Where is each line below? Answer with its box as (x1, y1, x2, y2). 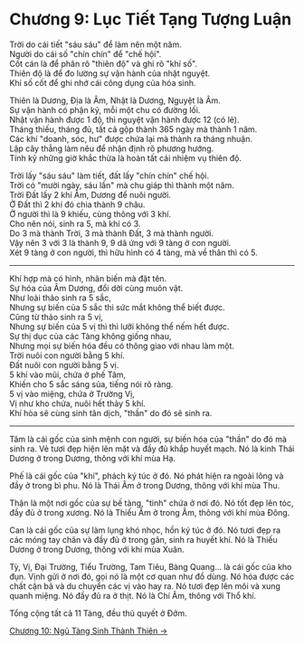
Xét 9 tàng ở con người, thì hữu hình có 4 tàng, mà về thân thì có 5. (9, 247, 258, 258)
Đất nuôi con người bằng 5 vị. (9, 359, 119, 370)
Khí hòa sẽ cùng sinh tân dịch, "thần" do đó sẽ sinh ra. (9, 407, 213, 418)
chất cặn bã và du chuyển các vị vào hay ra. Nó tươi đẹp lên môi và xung (9, 580, 280, 592)
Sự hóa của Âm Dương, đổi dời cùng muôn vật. (9, 282, 184, 293)
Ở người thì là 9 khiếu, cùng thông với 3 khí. (9, 208, 172, 219)
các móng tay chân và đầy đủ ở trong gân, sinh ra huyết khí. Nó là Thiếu (9, 534, 278, 545)
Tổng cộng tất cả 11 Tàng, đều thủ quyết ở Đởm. (9, 607, 187, 619)
